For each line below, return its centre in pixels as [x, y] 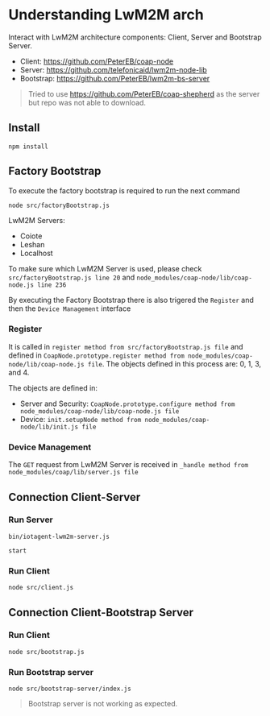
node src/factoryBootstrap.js [59, 205]
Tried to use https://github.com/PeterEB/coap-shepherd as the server [144, 93]
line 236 [52, 285]
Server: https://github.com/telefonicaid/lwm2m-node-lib [113, 69]
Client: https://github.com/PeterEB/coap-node [97, 61]
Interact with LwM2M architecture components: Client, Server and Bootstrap [135, 37]
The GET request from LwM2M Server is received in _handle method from [128, 465]
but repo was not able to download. [87, 102]
